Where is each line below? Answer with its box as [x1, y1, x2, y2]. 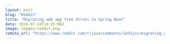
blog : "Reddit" [5, 12, 37, 17]
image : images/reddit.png [5, 26, 60, 31]
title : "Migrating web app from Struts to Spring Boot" [5, 17, 125, 22]
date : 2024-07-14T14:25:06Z [5, 21, 65, 27]
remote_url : [5, 31, 30, 36]
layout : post [5, 7, 33, 13]
